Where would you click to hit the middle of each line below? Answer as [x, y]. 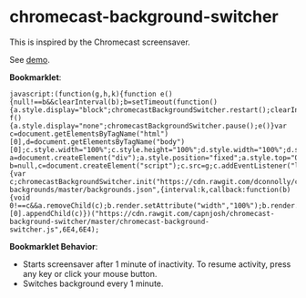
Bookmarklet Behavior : [54, 246]
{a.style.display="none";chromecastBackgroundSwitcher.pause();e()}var [148, 126]
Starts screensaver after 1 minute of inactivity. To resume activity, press [157, 264]
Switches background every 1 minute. [93, 283]
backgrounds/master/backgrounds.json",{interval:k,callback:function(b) [150, 190]
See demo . [30, 59]
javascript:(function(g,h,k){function [83, 94]
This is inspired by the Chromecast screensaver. [100, 42]
